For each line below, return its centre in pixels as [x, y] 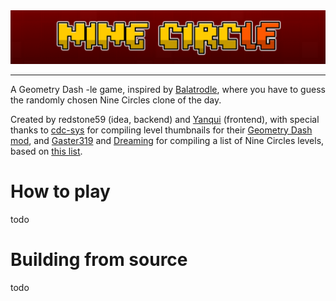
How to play [60, 191]
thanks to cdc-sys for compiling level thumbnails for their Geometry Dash [161, 130]
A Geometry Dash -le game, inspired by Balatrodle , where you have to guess [168, 89]
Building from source [99, 259]
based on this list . [46, 151]
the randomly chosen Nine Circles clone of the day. [116, 100]
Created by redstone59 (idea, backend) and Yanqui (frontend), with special [165, 119]
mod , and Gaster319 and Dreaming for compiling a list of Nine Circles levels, [167, 140]
